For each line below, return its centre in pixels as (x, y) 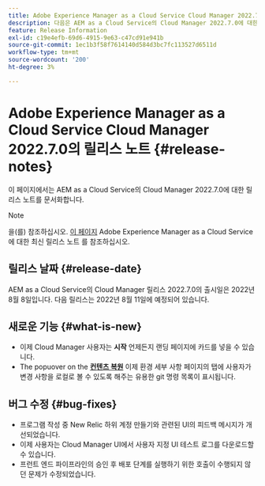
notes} (31, 166)
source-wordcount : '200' (49, 60)
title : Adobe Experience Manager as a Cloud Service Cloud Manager (121, 15)
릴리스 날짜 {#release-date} (75, 269)
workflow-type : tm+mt (44, 52)
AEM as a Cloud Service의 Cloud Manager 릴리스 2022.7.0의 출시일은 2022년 (131, 289)
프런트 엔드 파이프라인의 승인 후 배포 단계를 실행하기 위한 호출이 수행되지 (131, 465)
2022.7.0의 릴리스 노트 (80, 149)
